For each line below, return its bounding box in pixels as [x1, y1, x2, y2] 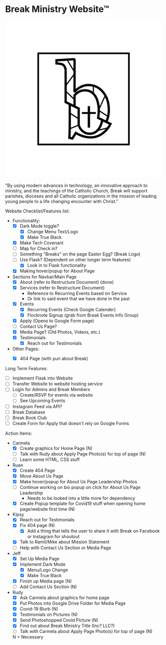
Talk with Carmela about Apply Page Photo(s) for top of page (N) [19, 629, 153, 635]
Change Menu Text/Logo [27, 228, 79, 234]
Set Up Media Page [19, 555, 60, 562]
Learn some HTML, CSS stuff [19, 456, 80, 462]
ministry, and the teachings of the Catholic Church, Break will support [5, 188, 148, 194]
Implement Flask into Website [12, 375, 73, 381]
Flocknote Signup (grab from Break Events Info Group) [27, 312, 139, 318]
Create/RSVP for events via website [19, 392, 93, 398]
